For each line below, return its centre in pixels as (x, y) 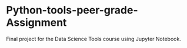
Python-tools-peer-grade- (72, 10)
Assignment (36, 23)
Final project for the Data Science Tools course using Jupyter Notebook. (93, 39)
